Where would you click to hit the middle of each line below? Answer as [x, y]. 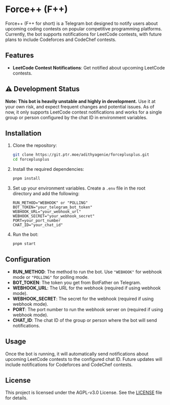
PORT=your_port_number [37, 220]
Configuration [28, 260]
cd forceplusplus [31, 160]
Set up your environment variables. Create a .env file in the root [79, 188]
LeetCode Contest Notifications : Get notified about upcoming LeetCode [89, 67]
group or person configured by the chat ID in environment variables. [76, 117]
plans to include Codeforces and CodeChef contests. [61, 40]
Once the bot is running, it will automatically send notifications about [77, 354]
